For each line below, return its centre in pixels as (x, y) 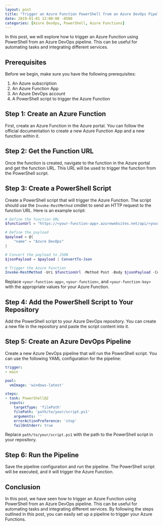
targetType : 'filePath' (38, 407)
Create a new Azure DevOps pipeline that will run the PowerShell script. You (81, 353)
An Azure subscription (34, 83)
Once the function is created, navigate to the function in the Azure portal (78, 163)
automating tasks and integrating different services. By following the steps (79, 509)
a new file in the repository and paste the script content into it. (67, 326)
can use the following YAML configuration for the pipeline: (63, 358)
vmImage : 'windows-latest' (37, 385)
